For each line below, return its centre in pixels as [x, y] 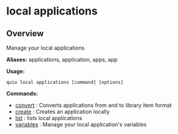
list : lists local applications [49, 118]
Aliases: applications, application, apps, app [62, 59]
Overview [25, 33]
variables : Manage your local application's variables [81, 124]
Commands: [22, 94]
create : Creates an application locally [62, 112]
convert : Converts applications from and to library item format [93, 105]
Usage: [16, 71]
